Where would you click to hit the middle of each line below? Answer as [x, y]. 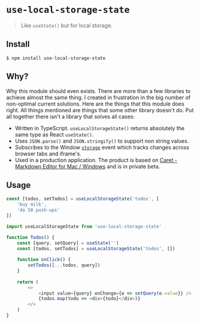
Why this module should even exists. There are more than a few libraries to [99, 91]
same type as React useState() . [54, 134]
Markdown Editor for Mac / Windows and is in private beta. [87, 166]
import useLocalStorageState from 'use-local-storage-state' [84, 226]
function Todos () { [31, 237]
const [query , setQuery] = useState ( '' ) [68, 243]
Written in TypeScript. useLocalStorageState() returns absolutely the [99, 128]
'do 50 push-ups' [39, 210]
